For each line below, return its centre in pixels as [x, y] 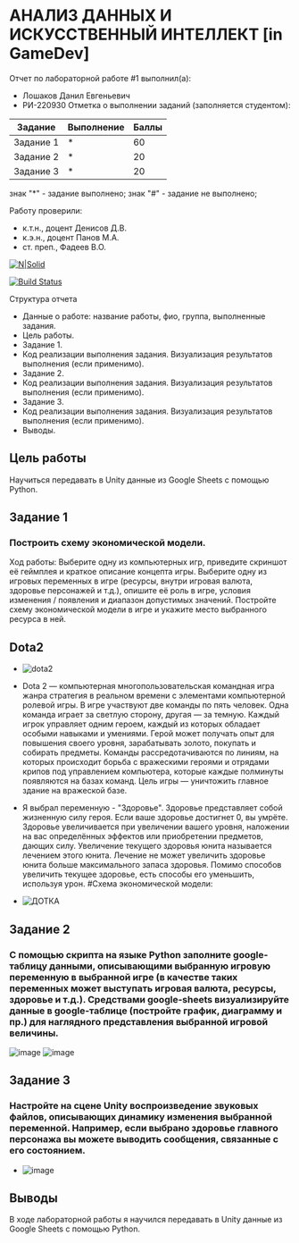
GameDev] [50, 54]
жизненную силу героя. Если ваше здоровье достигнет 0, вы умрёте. [155, 818]
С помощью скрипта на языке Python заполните [120, 954]
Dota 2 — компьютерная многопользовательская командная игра [148, 686]
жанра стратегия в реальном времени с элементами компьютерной [154, 696]
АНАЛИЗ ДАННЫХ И [91, 16]
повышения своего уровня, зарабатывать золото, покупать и [139, 743]
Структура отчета [43, 298]
